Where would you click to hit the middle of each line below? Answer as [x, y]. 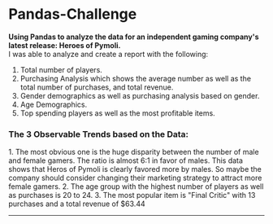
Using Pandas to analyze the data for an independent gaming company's [134, 37]
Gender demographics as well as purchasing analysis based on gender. [140, 95]
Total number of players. [61, 69]
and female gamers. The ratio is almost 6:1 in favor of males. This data [126, 160]
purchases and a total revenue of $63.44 [77, 204]
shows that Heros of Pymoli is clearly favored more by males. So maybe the [135, 169]
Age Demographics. [54, 104]
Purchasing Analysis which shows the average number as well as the [136, 78]
